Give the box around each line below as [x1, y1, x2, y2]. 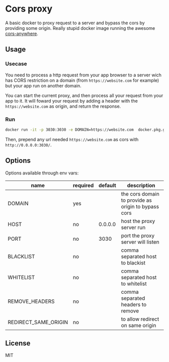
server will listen [121, 238, 159, 245]
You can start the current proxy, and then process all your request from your [5, 92, 163, 99]
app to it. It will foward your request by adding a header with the [5, 98, 138, 104]
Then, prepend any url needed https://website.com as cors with [5, 136, 139, 142]
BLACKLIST [8, 253, 35, 260]
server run [121, 223, 146, 231]
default [99, 182, 117, 189]
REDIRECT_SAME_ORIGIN [8, 319, 68, 326]
